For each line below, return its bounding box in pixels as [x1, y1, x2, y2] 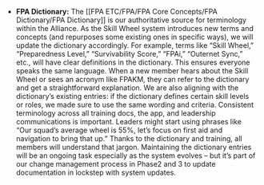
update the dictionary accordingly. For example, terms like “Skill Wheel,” [15, 41, 254, 50]
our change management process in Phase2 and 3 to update [15, 159, 216, 168]
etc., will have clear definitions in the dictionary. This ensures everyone [15, 57, 250, 67]
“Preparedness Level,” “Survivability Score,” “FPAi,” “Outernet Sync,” [15, 49, 243, 58]
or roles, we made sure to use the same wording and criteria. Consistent [15, 100, 254, 109]
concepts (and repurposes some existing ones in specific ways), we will [15, 32, 254, 41]
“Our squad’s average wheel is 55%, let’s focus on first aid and [15, 125, 223, 135]
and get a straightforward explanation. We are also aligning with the [15, 83, 239, 92]
